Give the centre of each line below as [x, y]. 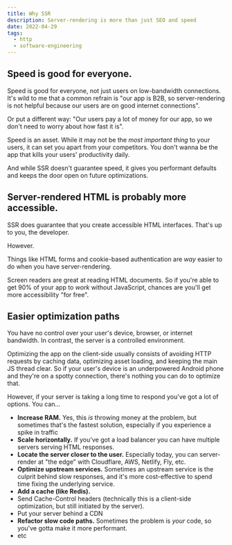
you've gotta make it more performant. [72, 528]
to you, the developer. [38, 232]
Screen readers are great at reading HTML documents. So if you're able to [113, 280]
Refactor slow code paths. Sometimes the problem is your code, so [114, 521]
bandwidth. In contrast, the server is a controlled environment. [96, 340]
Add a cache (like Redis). [54, 492]
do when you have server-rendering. [60, 266]
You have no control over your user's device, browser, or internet [100, 333]
